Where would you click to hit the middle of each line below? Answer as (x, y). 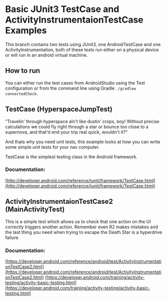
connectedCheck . (22, 93)
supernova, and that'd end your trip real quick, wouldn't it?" (66, 132)
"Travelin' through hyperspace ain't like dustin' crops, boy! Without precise (82, 121)
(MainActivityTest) (35, 210)
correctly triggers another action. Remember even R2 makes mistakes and (82, 227)
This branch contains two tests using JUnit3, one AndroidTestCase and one (83, 44)
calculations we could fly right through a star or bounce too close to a (77, 127)
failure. (12, 237)
